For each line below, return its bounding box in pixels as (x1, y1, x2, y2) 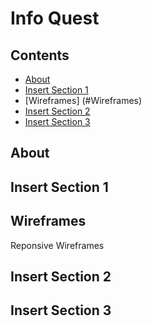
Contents (10, 47, 70, 64)
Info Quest (10, 7, 100, 30)
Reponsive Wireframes (10, 239, 105, 251)
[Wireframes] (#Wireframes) (24, 95, 143, 106)
